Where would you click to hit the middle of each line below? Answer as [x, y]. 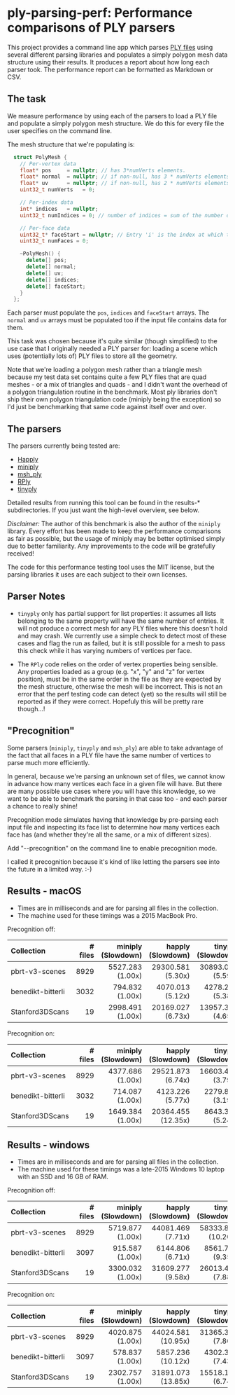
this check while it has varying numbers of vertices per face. [105, 650]
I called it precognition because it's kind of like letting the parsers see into [114, 861]
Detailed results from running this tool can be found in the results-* [104, 503]
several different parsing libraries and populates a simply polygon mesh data [117, 55]
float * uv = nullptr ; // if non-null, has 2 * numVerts [111, 184]
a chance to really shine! [43, 806]
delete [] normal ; [51, 267]
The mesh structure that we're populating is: [71, 144]
